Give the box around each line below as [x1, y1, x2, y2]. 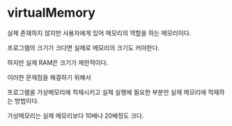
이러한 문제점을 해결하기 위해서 [7, 73, 92, 81]
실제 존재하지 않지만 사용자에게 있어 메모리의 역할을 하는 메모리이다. [7, 29, 192, 37]
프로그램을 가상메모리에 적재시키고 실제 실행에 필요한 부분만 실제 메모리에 [7, 88, 207, 96]
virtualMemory [7, 5, 96, 21]
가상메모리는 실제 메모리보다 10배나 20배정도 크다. [7, 111, 144, 120]
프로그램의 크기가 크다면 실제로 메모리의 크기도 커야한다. [7, 43, 160, 52]
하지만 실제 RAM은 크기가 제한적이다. [7, 58, 109, 67]
